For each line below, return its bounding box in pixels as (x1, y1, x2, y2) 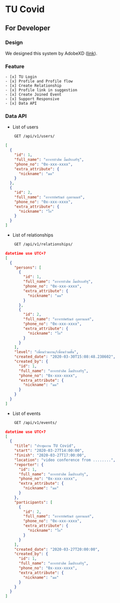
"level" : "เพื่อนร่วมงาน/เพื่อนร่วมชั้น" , (14, 350, 79, 355)
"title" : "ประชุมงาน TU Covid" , (14, 443, 76, 448)
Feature (5, 63, 25, 70)
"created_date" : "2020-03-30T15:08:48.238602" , (14, 354, 115, 359)
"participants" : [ (14, 499, 53, 505)
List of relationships (12, 232, 54, 238)
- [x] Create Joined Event (5, 92, 62, 97)
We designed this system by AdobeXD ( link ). (5, 50, 97, 56)
